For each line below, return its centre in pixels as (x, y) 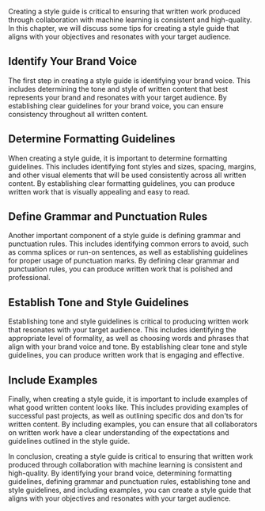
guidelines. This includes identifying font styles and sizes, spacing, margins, (132, 166)
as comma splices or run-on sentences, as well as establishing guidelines (128, 252)
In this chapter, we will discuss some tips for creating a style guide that (124, 28)
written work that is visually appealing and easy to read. (99, 191)
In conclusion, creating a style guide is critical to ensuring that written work (131, 456)
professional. (30, 278)
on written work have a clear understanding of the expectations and (119, 433)
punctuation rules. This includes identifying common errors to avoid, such (129, 244)
